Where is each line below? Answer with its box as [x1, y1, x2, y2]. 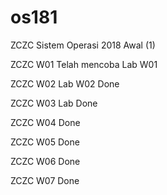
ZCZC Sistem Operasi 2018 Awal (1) [10, 39, 156, 51]
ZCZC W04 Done [10, 116, 81, 128]
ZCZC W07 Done [10, 174, 80, 186]
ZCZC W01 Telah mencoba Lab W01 [10, 58, 158, 70]
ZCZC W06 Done [10, 155, 81, 167]
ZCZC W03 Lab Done [10, 97, 98, 109]
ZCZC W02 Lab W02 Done [10, 77, 120, 90]
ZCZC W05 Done [10, 136, 80, 148]
